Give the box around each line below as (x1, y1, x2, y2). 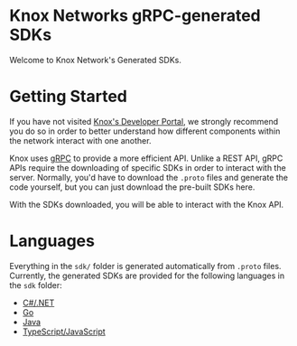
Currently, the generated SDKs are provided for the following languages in (9, 270, 285, 281)
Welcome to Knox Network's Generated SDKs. (9, 54, 182, 65)
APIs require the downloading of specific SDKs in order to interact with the (9, 162, 286, 173)
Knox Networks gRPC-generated (9, 5, 261, 26)
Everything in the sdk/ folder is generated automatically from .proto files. (9, 260, 282, 271)
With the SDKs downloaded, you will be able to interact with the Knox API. (9, 199, 284, 210)
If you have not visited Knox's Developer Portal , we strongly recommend (9, 116, 279, 126)
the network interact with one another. (9, 135, 152, 145)
